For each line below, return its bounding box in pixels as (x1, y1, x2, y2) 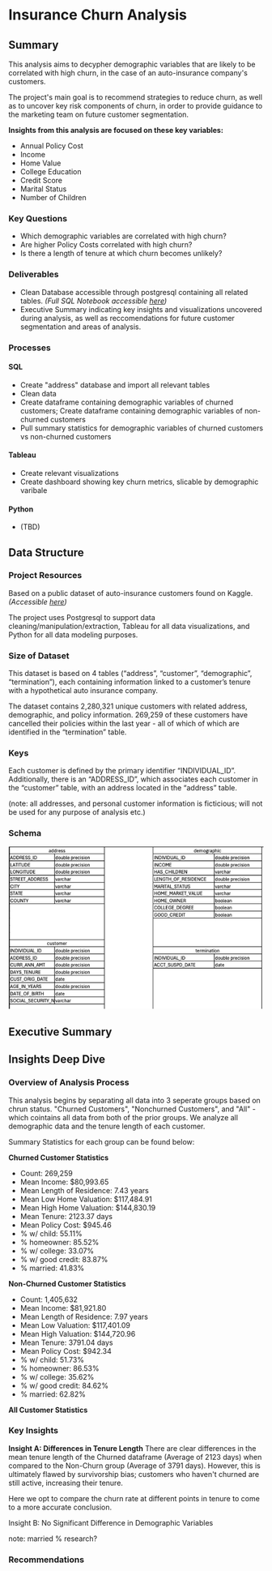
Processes (8, 342, 51, 353)
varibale (19, 485, 48, 495)
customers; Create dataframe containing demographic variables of (19, 405, 243, 415)
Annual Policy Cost (19, 141, 83, 151)
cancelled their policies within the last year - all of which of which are (8, 719, 240, 729)
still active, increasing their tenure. (8, 1478, 124, 1488)
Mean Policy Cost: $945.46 (19, 1220, 112, 1230)
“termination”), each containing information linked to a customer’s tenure (8, 677, 251, 687)
